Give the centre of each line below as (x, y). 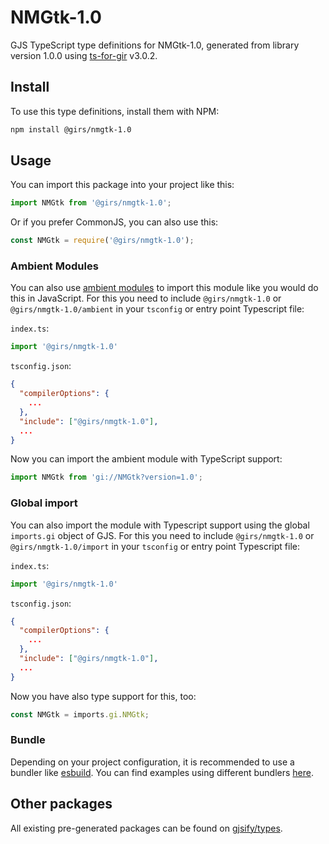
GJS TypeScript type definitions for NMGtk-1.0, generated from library (155, 45)
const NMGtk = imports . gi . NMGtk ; (80, 714)
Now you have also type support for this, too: (103, 696)
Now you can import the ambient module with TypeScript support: (146, 459)
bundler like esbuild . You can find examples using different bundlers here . (162, 772)
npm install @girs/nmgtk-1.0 (71, 129)
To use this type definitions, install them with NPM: (115, 111)
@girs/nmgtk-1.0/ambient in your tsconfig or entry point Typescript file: (157, 309)
